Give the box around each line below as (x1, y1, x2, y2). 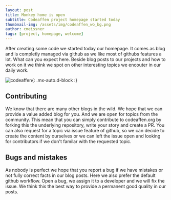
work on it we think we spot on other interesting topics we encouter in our (5, 62, 161, 68)
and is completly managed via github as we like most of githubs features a (5, 51, 162, 57)
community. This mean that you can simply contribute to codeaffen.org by (5, 116, 162, 123)
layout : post (5, 7, 33, 13)
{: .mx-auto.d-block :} (31, 77, 78, 83)
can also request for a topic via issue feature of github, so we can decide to (5, 127, 165, 133)
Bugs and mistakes (5, 153, 68, 162)
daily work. (5, 67, 29, 73)
